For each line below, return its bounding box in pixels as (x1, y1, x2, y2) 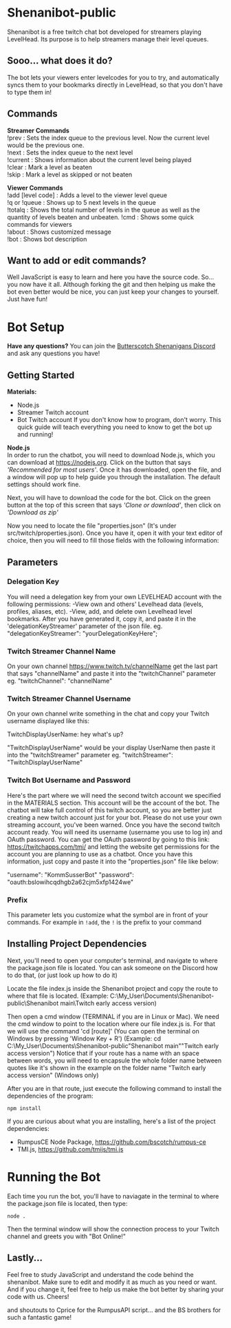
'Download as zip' (7, 508, 58, 516)
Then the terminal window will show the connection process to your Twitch (7, 1225, 220, 1233)
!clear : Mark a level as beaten (7, 163, 93, 171)
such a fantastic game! (7, 1313, 72, 1321)
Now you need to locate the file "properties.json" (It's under (7, 522, 177, 530)
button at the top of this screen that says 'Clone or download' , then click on (7, 501, 221, 510)
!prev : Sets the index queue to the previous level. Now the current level (7, 133, 210, 142)
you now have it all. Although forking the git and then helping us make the (7, 281, 216, 289)
